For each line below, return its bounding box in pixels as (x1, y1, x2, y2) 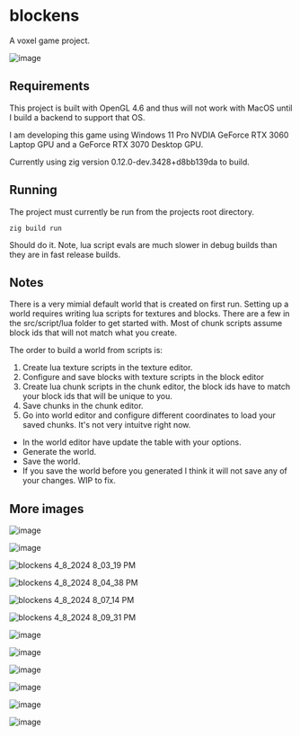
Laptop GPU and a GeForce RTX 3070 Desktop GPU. (9, 138, 204, 149)
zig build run (9, 224, 63, 233)
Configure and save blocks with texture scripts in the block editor (22, 372, 265, 383)
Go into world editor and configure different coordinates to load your (22, 410, 277, 421)
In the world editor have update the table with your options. (22, 437, 243, 448)
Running (9, 182, 58, 198)
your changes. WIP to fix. (22, 475, 117, 486)
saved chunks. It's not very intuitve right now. (22, 420, 191, 430)
